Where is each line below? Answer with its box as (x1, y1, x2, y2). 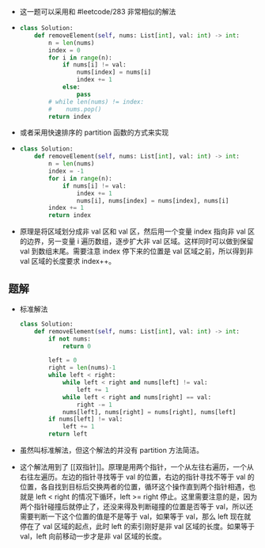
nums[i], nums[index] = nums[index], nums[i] (76, 196, 229, 204)
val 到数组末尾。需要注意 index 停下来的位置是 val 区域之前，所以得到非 (19, 246, 254, 256)
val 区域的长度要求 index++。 (19, 257, 116, 266)
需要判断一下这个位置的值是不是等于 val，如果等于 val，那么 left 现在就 (19, 512, 252, 521)
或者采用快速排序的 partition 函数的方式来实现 (19, 127, 169, 137)
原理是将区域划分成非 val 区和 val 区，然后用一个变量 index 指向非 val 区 (19, 226, 256, 236)
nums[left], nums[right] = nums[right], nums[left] (62, 408, 237, 416)
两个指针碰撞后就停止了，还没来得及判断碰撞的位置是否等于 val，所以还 (19, 502, 253, 512)
